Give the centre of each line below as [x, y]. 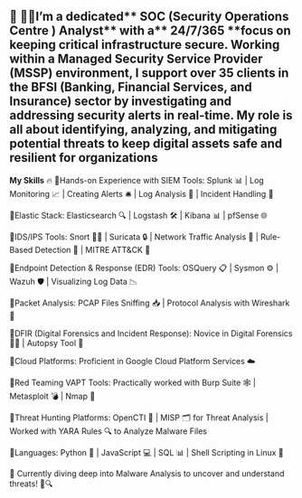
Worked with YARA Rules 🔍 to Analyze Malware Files [109, 431]
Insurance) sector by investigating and [121, 102]
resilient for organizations [84, 158]
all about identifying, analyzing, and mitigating [143, 130]
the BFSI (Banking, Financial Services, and [131, 87]
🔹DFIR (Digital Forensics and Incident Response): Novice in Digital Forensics [151, 333]
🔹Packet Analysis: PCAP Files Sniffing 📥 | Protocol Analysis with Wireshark [150, 303]
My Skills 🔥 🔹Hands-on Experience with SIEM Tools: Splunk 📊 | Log [137, 180]
